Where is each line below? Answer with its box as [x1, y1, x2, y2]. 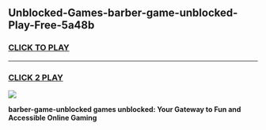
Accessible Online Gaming [8, 113, 97, 122]
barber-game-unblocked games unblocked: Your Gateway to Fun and [8, 104, 241, 113]
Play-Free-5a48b [8, 19, 95, 32]
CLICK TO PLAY [8, 43, 70, 54]
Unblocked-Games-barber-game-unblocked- [8, 6, 238, 20]
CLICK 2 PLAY [8, 72, 63, 83]
